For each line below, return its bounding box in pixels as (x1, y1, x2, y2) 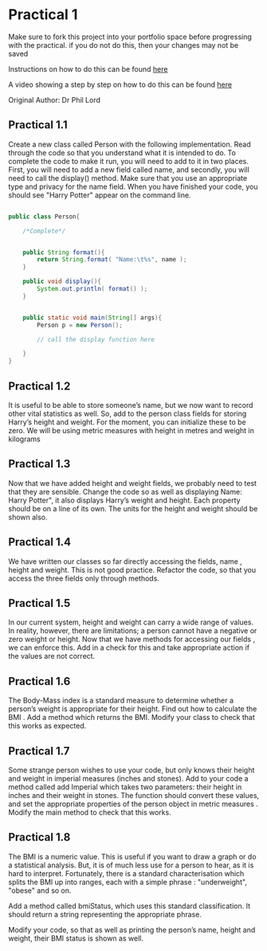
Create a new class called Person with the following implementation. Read (8, 139, 251, 149)
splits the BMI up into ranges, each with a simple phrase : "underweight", (8, 877, 247, 886)
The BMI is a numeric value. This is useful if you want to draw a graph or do (8, 851, 257, 861)
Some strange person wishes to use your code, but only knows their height (8, 765, 255, 774)
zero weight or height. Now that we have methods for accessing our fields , (8, 635, 256, 644)
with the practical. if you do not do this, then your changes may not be (8, 40, 239, 49)
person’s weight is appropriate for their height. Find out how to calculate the (8, 704, 257, 714)
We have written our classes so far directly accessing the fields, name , (8, 556, 243, 566)
